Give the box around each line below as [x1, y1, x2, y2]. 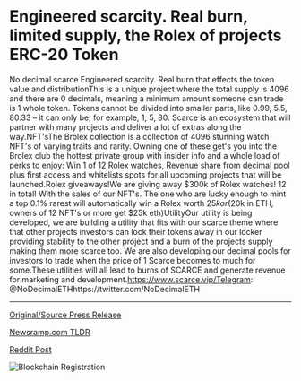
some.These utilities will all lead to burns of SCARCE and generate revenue [9, 264, 286, 275]
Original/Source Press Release [9, 309, 122, 320]
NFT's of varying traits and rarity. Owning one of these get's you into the [9, 141, 278, 152]
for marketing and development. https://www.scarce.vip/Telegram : [9, 273, 254, 284]
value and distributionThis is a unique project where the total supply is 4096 [9, 83, 289, 94]
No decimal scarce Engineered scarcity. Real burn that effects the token [9, 74, 275, 84]
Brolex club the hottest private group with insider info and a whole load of [9, 150, 280, 160]
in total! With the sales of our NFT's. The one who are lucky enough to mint [9, 188, 287, 199]
